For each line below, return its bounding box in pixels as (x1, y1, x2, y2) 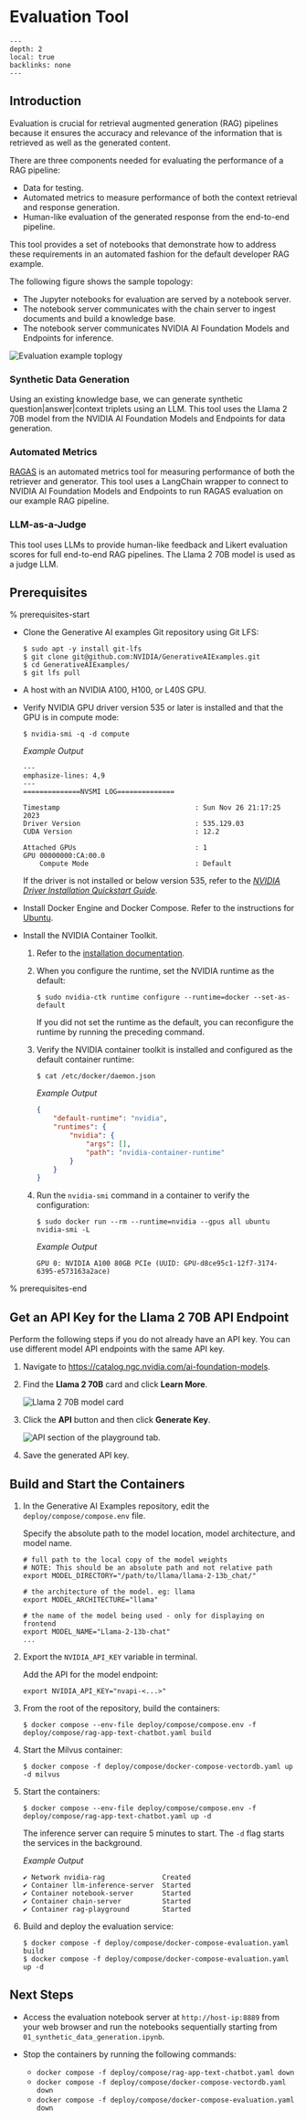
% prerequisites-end (9, 1283, 88, 1294)
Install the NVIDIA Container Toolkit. (22, 930, 158, 941)
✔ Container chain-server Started (22, 1896, 192, 1906)
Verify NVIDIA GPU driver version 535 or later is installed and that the (22, 702, 284, 714)
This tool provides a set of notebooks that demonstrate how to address (9, 238, 277, 249)
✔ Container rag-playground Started (22, 1904, 192, 1913)
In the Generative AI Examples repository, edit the (22, 1500, 210, 1511)
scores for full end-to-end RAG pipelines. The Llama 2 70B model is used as (9, 548, 296, 559)
